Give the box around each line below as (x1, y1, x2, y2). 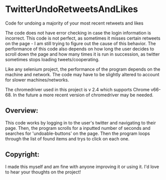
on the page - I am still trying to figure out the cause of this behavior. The (5, 40, 156, 46)
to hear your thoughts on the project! (5, 169, 81, 175)
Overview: (5, 106, 38, 115)
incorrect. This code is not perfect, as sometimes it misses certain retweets (5, 35, 161, 41)
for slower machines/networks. (5, 77, 69, 83)
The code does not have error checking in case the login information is (5, 30, 151, 36)
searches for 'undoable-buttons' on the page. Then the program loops (5, 130, 150, 136)
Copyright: (5, 150, 40, 159)
